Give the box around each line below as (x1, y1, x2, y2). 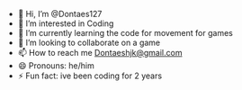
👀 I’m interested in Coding (17, 18, 114, 29)
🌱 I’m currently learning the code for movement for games (17, 28, 234, 38)
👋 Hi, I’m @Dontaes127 (17, 9, 103, 19)
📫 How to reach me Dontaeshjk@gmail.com (17, 48, 183, 58)
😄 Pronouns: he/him (17, 60, 94, 71)
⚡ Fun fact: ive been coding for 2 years (17, 70, 163, 81)
